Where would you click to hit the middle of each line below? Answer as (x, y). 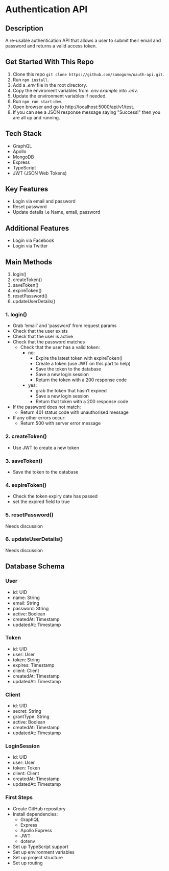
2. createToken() (26, 436)
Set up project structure (38, 857)
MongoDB (23, 157)
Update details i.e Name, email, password (56, 212)
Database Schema (35, 567)
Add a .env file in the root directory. (50, 85)
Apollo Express (36, 830)
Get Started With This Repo (50, 62)
